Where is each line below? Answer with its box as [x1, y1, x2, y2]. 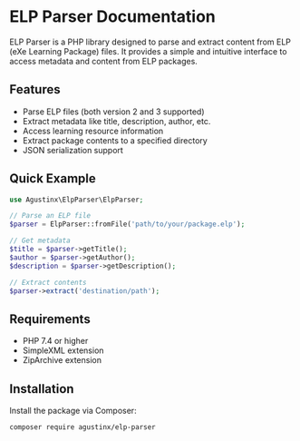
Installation [9, 381, 74, 397]
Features [9, 82, 61, 97]
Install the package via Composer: [9, 406, 138, 416]
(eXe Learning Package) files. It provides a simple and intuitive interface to [9, 45, 287, 56]
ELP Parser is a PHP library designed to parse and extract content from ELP [9, 36, 292, 47]
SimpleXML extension [22, 345, 104, 356]
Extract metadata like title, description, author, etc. [22, 115, 211, 126]
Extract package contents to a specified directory [22, 134, 208, 146]
